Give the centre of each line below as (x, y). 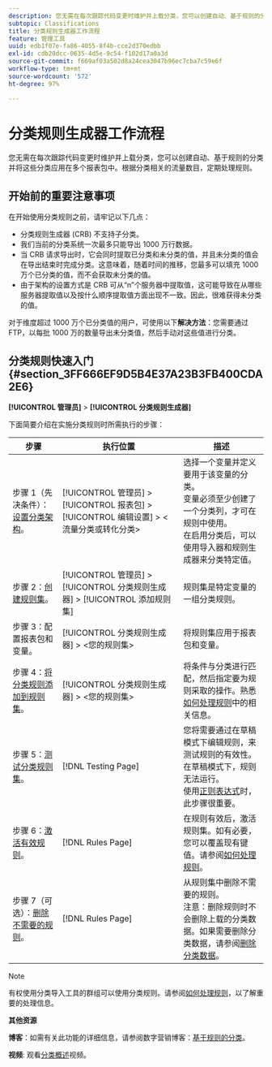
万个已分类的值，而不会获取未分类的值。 (87, 275)
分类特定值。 (232, 559)
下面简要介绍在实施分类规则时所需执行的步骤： (86, 425)
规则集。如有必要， (220, 831)
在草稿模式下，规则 (220, 767)
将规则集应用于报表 (220, 633)
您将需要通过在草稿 (220, 730)
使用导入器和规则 (216, 547)
